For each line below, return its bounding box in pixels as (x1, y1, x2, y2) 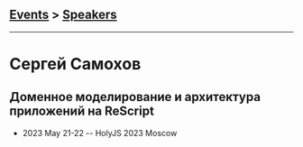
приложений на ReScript (9, 104, 155, 119)
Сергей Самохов (9, 54, 142, 74)
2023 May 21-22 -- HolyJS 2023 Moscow (22, 127, 178, 138)
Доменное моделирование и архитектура (9, 89, 262, 105)
